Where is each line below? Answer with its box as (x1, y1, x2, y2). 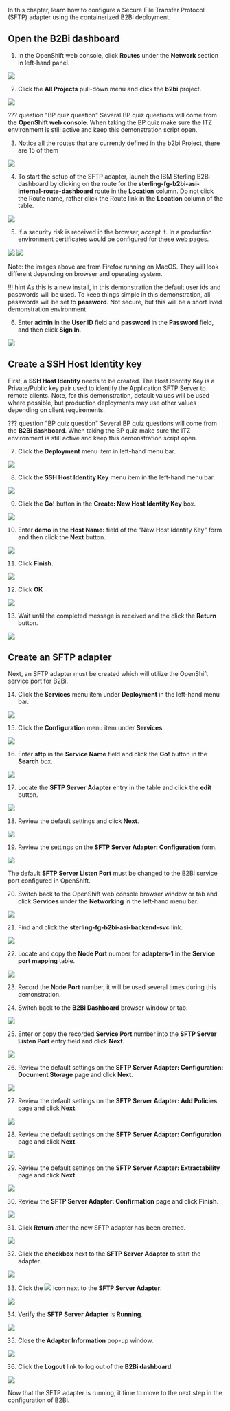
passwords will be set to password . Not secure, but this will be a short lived (8, 297, 222, 306)
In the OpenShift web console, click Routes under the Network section (17, 51, 219, 59)
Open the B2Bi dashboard (8, 33, 120, 45)
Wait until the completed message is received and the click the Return (17, 611, 217, 620)
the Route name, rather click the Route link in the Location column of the (17, 194, 224, 202)
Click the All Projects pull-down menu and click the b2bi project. (17, 84, 202, 93)
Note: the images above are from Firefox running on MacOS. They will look (8, 262, 219, 271)
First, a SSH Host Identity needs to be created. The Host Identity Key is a (8, 376, 215, 385)
